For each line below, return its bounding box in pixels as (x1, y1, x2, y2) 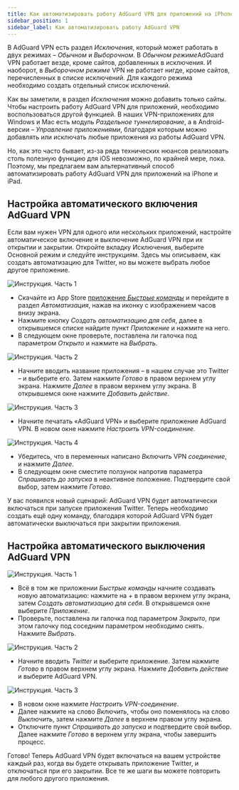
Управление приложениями (36, 126, 121, 134)
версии (7, 126, 30, 134)
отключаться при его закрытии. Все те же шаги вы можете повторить (7, 766, 221, 775)
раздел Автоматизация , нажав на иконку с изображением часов (17, 301, 216, 310)
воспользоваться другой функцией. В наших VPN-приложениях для (7, 110, 215, 118)
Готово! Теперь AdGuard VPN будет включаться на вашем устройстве (7, 751, 221, 760)
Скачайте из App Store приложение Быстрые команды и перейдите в (17, 293, 229, 302)
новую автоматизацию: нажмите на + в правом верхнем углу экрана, (17, 592, 231, 599)
